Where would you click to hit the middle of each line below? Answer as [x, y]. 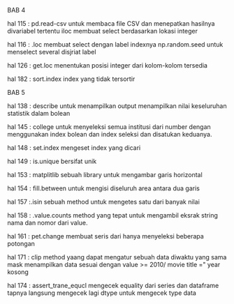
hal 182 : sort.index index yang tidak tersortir [71, 79]
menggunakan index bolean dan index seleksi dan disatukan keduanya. [110, 134]
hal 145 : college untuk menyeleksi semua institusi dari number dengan [109, 127]
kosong [18, 272]
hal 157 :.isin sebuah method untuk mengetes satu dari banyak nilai [104, 202]
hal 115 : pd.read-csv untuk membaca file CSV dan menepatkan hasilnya [111, 23]
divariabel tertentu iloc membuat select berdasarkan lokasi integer [102, 31]
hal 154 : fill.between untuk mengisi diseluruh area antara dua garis [104, 188]
